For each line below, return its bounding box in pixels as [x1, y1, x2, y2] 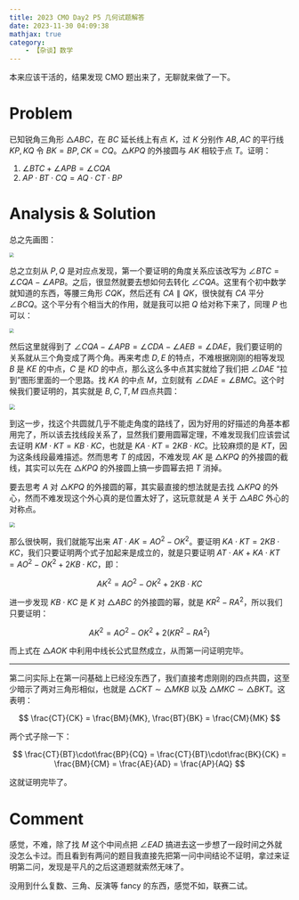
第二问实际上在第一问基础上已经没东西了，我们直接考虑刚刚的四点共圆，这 [9, 673, 282, 683]
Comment [9, 808, 85, 829]
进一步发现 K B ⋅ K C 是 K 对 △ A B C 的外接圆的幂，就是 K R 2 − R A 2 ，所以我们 [9, 595, 283, 607]
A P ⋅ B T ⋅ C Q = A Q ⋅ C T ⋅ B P [21, 173, 123, 184]
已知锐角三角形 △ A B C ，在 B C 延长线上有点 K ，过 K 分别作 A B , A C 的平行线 [9, 135, 285, 145]
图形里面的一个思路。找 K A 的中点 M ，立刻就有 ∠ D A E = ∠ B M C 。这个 [20, 375, 278, 385]
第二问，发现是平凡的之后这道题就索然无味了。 [16, 862, 189, 872]
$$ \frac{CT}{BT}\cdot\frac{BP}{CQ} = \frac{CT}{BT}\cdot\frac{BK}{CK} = [12, 749, 287, 760]
